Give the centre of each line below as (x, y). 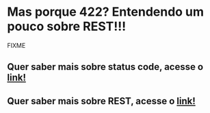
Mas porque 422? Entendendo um (105, 12)
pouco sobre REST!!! (67, 26)
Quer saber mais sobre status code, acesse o (105, 67)
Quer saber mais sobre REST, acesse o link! (102, 101)
